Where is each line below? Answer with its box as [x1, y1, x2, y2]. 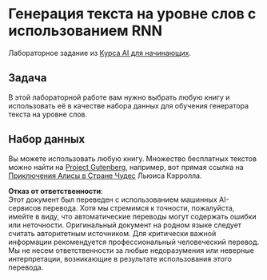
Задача [8, 71, 47, 85]
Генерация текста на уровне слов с [8, 5, 257, 23]
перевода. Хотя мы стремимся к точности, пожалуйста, [42, 203, 235, 212]
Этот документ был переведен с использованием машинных [8, 195, 217, 204]
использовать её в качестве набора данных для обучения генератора [8, 101, 249, 110]
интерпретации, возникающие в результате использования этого [8, 254, 232, 263]
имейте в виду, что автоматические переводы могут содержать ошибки [8, 211, 257, 221]
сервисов [8, 203, 42, 212]
